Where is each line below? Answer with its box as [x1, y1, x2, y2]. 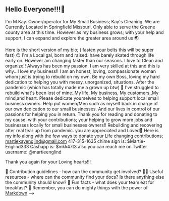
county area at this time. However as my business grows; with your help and [5, 29, 164, 35]
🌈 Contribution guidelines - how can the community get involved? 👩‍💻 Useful [5, 168, 163, 175]
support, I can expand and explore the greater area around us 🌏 [5, 35, 139, 41]
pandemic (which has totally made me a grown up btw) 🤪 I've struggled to [5, 84, 159, 90]
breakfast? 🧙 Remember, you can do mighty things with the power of [5, 184, 148, 190]
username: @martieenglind [5, 149, 62, 155]
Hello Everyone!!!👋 [5, 5, 66, 14]
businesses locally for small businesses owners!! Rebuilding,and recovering [5, 122, 162, 128]
